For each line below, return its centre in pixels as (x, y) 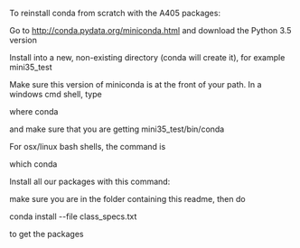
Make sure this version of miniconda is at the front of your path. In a (136, 84)
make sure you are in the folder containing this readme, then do (127, 199)
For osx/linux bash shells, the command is (88, 147)
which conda (33, 164)
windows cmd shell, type (56, 94)
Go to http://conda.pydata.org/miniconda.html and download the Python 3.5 (150, 30)
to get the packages (47, 234)
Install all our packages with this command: (90, 181)
